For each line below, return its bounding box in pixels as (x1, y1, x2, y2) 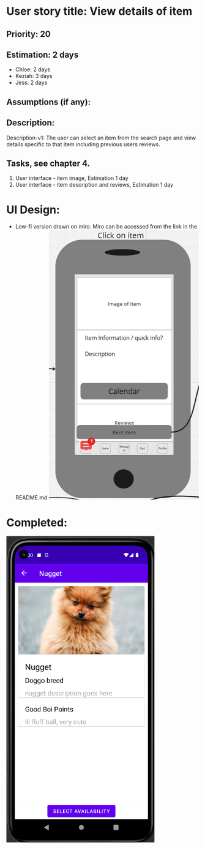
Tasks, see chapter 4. (6, 158, 91, 168)
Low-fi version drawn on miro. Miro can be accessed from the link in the (15, 223, 198, 230)
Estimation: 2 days (6, 49, 79, 60)
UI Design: (6, 203, 60, 216)
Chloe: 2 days (15, 66, 51, 73)
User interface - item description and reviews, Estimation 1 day (15, 181, 174, 189)
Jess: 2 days (15, 79, 48, 87)
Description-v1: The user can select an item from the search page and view (6, 134, 196, 141)
